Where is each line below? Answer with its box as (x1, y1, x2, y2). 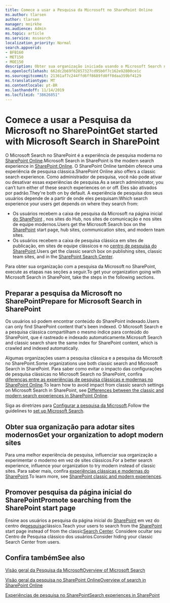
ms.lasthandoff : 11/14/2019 (5, 87, 65, 93)
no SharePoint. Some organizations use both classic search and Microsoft (5, 360, 158, 366)
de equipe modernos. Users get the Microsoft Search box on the (12, 221, 146, 228)
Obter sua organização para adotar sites (5, 423, 135, 431)
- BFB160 (5, 50, 24, 55)
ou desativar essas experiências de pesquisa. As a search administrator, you (5, 179, 163, 185)
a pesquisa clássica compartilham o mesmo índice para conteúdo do (5, 329, 149, 335)
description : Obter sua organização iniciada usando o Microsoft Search (5, 64, 162, 69)
